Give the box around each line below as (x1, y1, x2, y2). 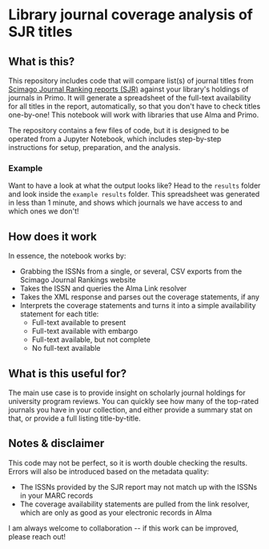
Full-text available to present (31, 318, 126, 327)
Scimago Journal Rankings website (19, 275, 136, 285)
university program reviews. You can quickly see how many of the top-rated (8, 396, 259, 406)
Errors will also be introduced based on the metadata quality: (8, 466, 210, 476)
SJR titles (8, 22, 73, 41)
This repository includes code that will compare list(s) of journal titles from (8, 76, 254, 85)
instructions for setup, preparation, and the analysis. (8, 143, 181, 152)
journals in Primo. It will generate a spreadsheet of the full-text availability (8, 93, 251, 102)
